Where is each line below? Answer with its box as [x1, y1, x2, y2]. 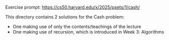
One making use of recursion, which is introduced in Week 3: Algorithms [12, 29, 164, 34]
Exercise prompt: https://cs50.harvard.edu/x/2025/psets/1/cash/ [5, 4, 140, 10]
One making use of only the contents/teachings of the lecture [12, 23, 141, 29]
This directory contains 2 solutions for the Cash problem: [5, 14, 124, 19]
